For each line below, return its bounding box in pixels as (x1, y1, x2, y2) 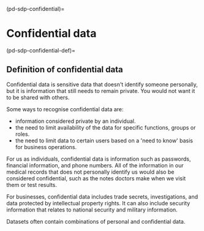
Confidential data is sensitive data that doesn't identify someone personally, (6, 81, 198, 88)
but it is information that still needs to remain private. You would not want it (6, 87, 195, 94)
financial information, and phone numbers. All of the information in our (6, 161, 184, 169)
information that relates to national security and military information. (6, 206, 178, 213)
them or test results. (6, 181, 57, 188)
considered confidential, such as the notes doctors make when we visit (6, 174, 186, 182)
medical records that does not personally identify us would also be (6, 168, 175, 175)
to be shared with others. (6, 94, 70, 101)
